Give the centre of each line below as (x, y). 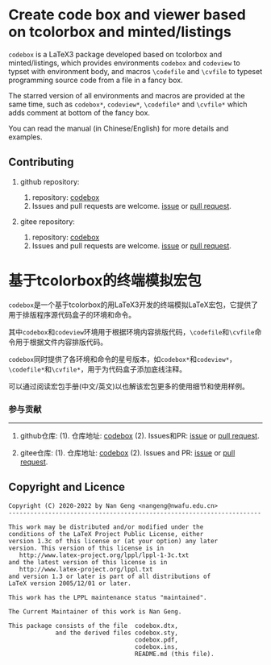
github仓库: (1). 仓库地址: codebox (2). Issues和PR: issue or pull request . (140, 435)
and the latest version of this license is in (88, 562)
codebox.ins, (156, 646)
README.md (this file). (175, 654)
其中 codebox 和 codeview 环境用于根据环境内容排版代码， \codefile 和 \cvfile (131, 331)
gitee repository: (47, 221)
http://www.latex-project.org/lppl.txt (86, 569)
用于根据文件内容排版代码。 (61, 342)
